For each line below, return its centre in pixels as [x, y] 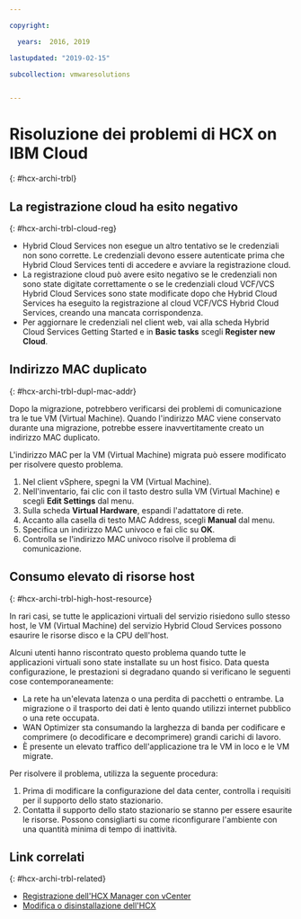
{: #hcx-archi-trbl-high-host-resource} [81, 598]
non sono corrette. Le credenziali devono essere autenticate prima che [153, 255]
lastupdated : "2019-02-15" [60, 58]
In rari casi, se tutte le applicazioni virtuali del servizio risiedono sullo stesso [150, 616]
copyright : [30, 25]
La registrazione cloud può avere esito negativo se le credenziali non [150, 274]
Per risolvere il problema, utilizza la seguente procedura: [114, 773]
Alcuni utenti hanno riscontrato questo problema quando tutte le [128, 652]
